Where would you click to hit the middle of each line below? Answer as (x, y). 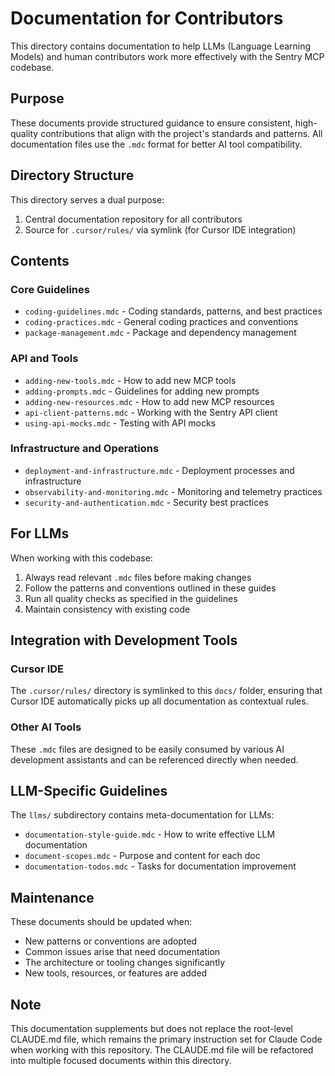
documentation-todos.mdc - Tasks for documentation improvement (160, 866)
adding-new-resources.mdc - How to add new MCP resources (149, 401)
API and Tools (44, 359)
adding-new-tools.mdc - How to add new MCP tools (130, 380)
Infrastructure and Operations (85, 449)
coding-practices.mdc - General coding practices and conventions (161, 322)
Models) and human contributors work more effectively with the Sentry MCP (167, 56)
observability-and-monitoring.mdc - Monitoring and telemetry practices (173, 491)
